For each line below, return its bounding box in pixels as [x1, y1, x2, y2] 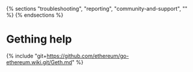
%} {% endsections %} [6, 11, 64, 19]
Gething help [6, 32, 72, 46]
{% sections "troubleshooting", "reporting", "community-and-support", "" [6, 5, 188, 12]
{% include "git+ [6, 52, 47, 59]
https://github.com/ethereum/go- [46, 52, 129, 59]
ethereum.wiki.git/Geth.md [6, 58, 72, 65]
